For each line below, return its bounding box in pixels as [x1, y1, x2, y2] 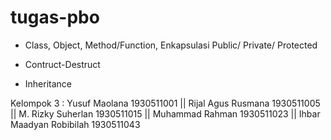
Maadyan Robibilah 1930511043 [10, 118, 141, 130]
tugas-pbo [10, 6, 100, 29]
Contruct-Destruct [24, 58, 101, 70]
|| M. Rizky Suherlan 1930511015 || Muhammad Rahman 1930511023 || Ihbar [10, 107, 321, 120]
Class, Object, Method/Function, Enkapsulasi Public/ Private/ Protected [24, 39, 318, 51]
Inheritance [24, 77, 73, 90]
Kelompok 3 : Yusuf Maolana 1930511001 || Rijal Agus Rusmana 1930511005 [10, 97, 321, 109]
